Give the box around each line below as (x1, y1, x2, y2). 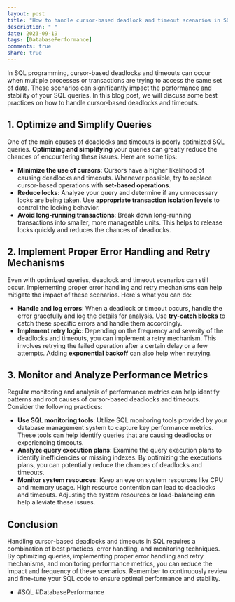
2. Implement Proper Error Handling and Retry (7, 246, 211, 258)
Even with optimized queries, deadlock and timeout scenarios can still (7, 275, 208, 284)
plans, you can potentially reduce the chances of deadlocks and (17, 461, 203, 469)
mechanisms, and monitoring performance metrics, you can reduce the (7, 559, 213, 568)
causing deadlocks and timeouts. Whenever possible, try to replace (17, 173, 212, 182)
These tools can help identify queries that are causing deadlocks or (17, 431, 212, 439)
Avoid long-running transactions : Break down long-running (17, 210, 192, 219)
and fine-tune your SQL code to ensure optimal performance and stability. (7, 575, 220, 583)
